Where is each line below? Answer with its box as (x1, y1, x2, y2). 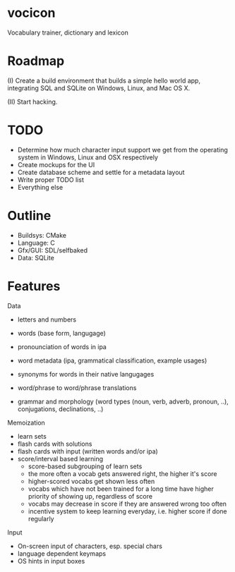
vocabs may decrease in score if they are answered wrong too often (28, 499, 227, 508)
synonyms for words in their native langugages (17, 370, 155, 378)
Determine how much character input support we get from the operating (17, 145, 228, 154)
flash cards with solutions (17, 439, 92, 448)
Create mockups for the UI (17, 160, 95, 169)
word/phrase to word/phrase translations (17, 383, 137, 392)
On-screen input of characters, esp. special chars (17, 542, 162, 550)
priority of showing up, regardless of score (28, 492, 153, 500)
